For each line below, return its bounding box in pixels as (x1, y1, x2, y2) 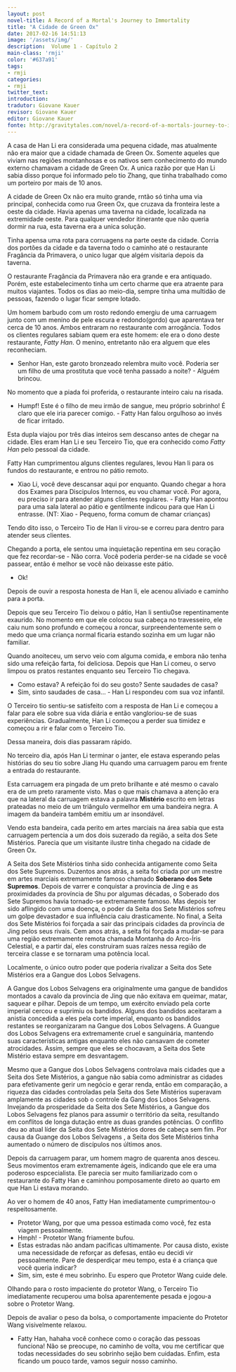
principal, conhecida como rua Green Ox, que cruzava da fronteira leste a (7, 199, 220, 208)
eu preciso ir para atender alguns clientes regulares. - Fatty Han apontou (17, 495, 228, 503)
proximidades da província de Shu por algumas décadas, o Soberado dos (7, 889, 220, 898)
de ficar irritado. (17, 416, 65, 425)
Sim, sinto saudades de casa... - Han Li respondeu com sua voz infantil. (17, 688, 225, 696)
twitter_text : (7, 89, 49, 96)
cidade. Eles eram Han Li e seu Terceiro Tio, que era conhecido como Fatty (7, 438, 225, 446)
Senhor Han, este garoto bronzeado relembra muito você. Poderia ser (17, 359, 220, 367)
